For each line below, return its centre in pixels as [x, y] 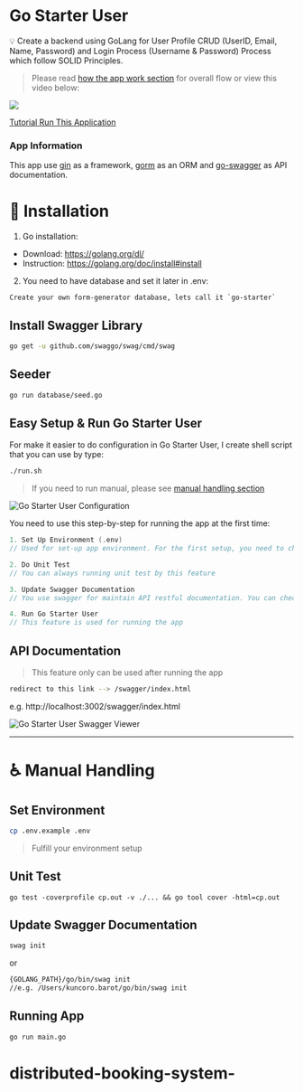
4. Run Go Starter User [54, 614]
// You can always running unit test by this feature [113, 573]
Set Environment [57, 810]
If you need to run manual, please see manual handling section [148, 488]
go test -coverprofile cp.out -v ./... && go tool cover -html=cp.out [145, 897]
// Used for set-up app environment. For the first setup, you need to [147, 549]
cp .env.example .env [50, 831]
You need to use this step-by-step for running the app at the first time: [140, 523]
